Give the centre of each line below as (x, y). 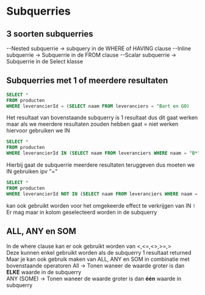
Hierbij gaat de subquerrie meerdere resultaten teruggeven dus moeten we (101, 165)
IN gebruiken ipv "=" (32, 172)
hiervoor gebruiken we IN (38, 131)
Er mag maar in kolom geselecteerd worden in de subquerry (82, 212)
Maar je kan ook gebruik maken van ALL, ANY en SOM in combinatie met (98, 259)
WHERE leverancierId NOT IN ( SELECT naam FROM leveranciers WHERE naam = (102, 194)
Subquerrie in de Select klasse (45, 61)
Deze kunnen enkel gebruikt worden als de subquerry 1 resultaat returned (99, 252)
